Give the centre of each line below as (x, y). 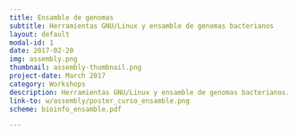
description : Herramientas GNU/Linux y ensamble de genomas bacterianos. (150, 92)
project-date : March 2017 (57, 76)
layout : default (39, 34)
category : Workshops (48, 84)
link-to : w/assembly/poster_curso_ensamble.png (100, 101)
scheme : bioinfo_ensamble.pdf (66, 109)
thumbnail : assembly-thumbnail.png (76, 68)
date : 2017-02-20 (42, 51)
